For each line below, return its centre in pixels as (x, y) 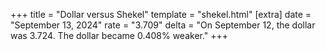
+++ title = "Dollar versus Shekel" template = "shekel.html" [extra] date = (161, 14)
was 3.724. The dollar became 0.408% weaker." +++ (119, 35)
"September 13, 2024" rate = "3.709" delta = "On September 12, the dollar (163, 25)
